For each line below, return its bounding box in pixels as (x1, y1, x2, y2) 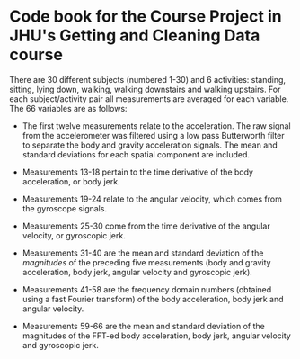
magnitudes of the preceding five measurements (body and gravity (22, 256, 271, 267)
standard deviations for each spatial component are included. (22, 148, 250, 159)
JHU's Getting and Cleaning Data (9, 25, 260, 46)
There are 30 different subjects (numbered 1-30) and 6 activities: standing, (9, 74, 286, 85)
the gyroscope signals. (22, 202, 108, 213)
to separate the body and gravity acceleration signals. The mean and (22, 139, 278, 150)
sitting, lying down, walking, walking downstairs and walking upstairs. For (9, 84, 281, 94)
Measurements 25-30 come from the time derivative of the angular (22, 220, 271, 231)
